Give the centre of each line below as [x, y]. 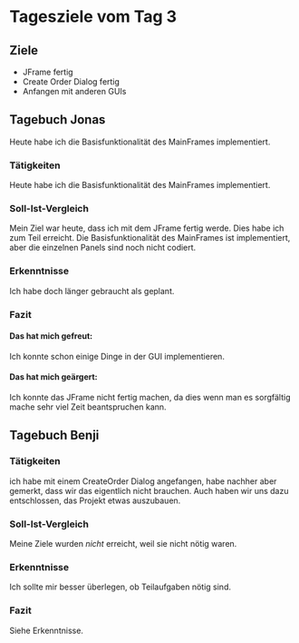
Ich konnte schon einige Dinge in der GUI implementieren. [117, 356]
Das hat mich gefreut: [51, 336]
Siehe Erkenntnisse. [47, 630]
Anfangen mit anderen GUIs [74, 91]
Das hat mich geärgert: [53, 377]
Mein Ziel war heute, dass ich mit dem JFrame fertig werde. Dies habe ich [147, 228]
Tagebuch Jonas [58, 120]
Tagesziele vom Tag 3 [93, 17]
